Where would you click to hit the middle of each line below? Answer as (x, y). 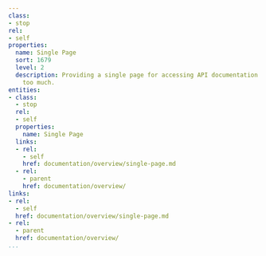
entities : (25, 90)
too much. (39, 82)
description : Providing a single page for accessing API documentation (137, 75)
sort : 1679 (33, 61)
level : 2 (30, 68)
